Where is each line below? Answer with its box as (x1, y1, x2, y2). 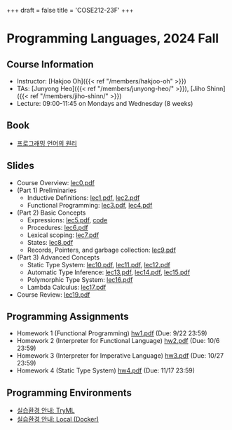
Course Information (6, 58, 94, 70)
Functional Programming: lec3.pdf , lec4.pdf (27, 201, 153, 209)
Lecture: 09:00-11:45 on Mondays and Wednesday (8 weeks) (16, 100, 193, 107)
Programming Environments (6, 387, 132, 398)
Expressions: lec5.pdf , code (27, 215, 108, 224)
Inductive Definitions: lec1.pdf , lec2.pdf (27, 193, 140, 202)
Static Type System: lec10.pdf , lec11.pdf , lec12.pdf (27, 260, 171, 269)
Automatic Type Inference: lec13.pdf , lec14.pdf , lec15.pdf (27, 268, 191, 276)
